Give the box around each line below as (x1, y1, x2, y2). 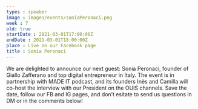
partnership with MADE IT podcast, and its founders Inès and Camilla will (6, 78, 188, 85)
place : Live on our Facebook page (6, 43, 96, 49)
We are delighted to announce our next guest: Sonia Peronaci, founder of (6, 65, 189, 72)
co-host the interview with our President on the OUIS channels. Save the (6, 84, 187, 91)
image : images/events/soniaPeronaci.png (6, 15, 113, 21)
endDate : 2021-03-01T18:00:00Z (6, 37, 88, 43)
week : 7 (6, 20, 28, 26)
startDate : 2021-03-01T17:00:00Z (6, 31, 94, 38)
